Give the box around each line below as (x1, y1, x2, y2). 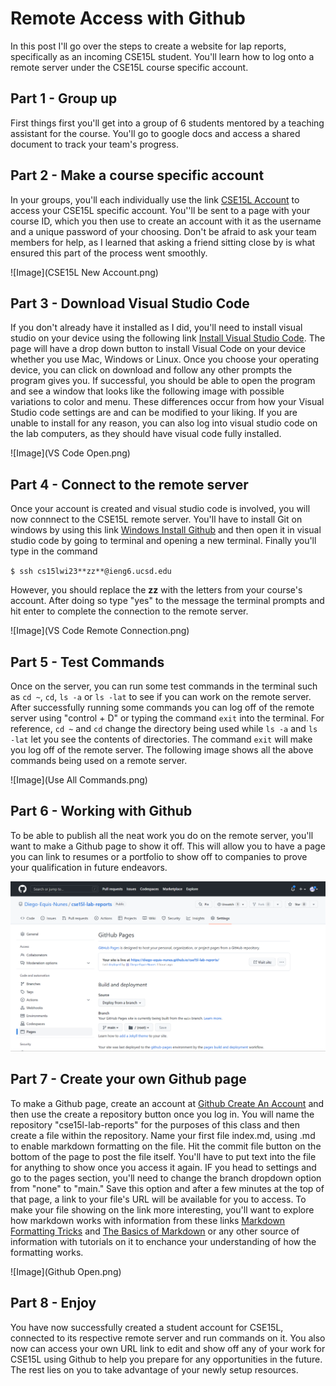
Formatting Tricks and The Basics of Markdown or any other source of (10, 1225, 300, 1237)
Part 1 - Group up (10, 90, 118, 107)
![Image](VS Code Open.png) (10, 447, 131, 459)
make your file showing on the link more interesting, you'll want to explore (10, 1203, 315, 1216)
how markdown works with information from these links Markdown (10, 1214, 286, 1226)
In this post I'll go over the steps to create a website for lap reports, (10, 40, 287, 52)
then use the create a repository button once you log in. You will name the (10, 1108, 315, 1120)
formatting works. (10, 1246, 84, 1258)
